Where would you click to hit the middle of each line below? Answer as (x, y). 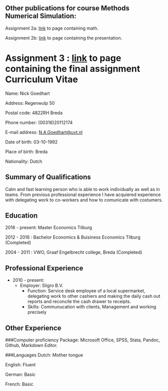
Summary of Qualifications (48, 177)
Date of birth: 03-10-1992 (31, 142)
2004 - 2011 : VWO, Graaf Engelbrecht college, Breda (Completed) (74, 252)
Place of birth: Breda (26, 151)
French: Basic (19, 384)
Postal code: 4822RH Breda (34, 113)
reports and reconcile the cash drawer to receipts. (79, 302)
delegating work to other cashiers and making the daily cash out (94, 296)
